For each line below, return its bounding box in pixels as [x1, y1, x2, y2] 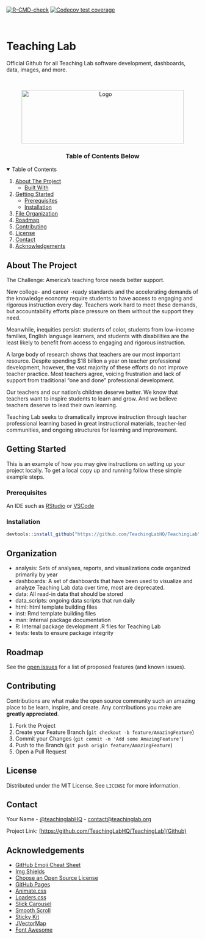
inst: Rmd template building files [15, 610, 96, 617]
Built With [24, 184, 49, 192]
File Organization [15, 210, 59, 217]
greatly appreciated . [6, 710, 59, 717]
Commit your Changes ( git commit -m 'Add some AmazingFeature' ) [15, 734, 184, 742]
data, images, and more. [6, 66, 68, 73]
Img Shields [15, 868, 45, 876]
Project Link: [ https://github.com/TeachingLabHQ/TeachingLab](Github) [6, 827, 187, 835]
